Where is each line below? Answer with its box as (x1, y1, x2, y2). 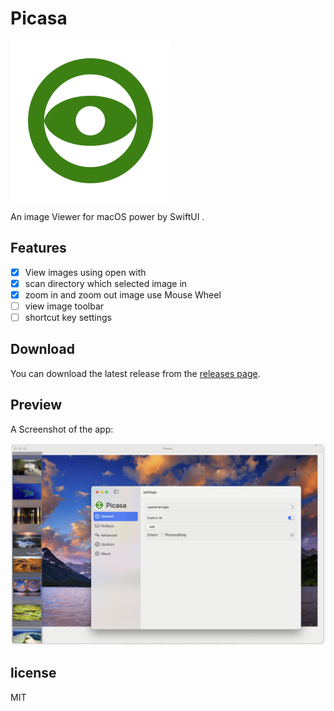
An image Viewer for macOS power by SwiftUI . (10, 210, 205, 222)
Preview (10, 397, 63, 414)
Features (10, 240, 67, 257)
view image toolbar (24, 300, 105, 312)
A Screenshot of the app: (10, 423, 114, 435)
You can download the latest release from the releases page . (10, 367, 261, 379)
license (10, 665, 57, 682)
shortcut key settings (24, 312, 112, 323)
